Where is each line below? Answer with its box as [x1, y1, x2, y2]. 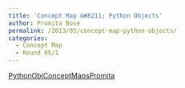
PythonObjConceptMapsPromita [8, 71, 115, 80]
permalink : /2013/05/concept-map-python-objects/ [8, 26, 178, 34]
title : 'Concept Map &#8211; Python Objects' [8, 11, 163, 20]
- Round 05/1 [15, 49, 59, 57]
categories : [8, 34, 48, 42]
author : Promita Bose [8, 19, 81, 27]
